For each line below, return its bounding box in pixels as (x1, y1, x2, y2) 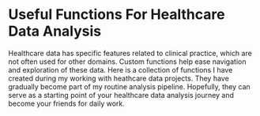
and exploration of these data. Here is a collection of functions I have (8, 65, 233, 74)
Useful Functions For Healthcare (8, 6, 225, 24)
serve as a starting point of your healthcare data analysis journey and (8, 90, 235, 99)
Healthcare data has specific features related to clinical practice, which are (8, 48, 253, 58)
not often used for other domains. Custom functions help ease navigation (8, 57, 247, 66)
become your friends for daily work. (8, 99, 125, 108)
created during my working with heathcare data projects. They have (8, 73, 229, 83)
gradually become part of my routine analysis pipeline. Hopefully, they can (8, 81, 251, 92)
